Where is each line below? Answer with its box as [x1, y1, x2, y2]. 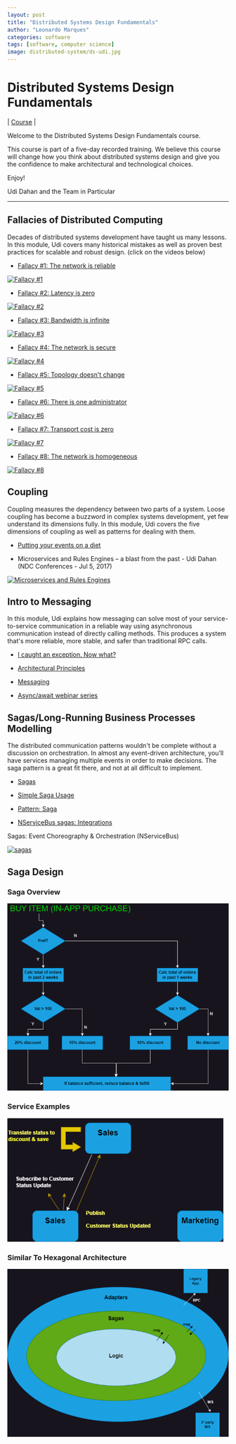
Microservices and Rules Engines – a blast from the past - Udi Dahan [17, 554, 217, 562]
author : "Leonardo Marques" [7, 26, 90, 33]
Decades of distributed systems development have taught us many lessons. [7, 233, 227, 241]
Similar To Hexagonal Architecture [7, 1252, 127, 1262]
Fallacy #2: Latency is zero [17, 288, 96, 297]
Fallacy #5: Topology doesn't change [17, 370, 125, 379]
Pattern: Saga [17, 805, 58, 813]
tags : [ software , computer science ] [7, 41, 114, 49]
